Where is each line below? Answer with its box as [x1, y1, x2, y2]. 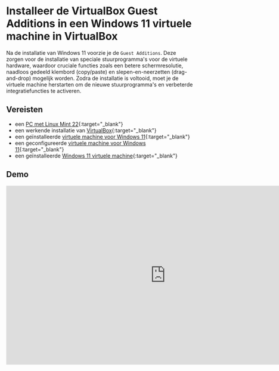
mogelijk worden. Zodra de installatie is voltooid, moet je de [32, 75, 179, 82]
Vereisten [6, 104, 43, 115]
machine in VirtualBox [6, 30, 118, 43]
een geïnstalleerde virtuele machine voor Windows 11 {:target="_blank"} [14, 133, 191, 140]
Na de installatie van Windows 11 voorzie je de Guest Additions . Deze [6, 49, 176, 56]
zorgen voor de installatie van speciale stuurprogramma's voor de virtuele [6, 55, 188, 63]
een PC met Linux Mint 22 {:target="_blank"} [14, 120, 123, 128]
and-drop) [6, 75, 32, 82]
